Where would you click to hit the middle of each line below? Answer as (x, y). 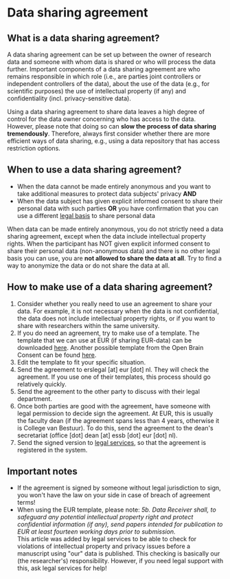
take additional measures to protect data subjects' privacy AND (107, 193)
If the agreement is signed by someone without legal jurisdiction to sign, (119, 488)
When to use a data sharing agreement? (94, 170)
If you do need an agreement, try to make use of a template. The (108, 333)
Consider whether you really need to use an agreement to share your (115, 303)
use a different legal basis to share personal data (86, 215)
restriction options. (34, 148)
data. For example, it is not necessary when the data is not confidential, (118, 311)
